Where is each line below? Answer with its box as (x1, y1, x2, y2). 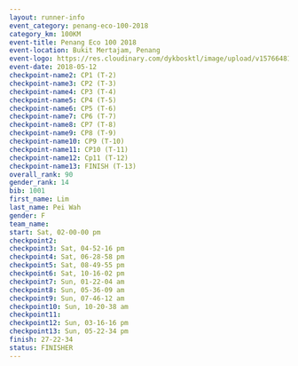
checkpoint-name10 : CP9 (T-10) (9, 137, 125, 146)
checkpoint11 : (9, 310, 62, 320)
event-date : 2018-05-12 (9, 63, 98, 72)
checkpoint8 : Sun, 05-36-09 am (9, 285, 125, 294)
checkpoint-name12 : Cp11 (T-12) (9, 153, 129, 163)
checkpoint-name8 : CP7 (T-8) (9, 121, 117, 130)
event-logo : (9, 54, 53, 63)
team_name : (9, 219, 50, 228)
